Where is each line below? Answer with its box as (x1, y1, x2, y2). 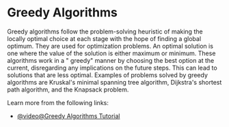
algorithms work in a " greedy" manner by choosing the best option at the (7, 56, 215, 64)
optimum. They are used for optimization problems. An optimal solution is (7, 42, 214, 50)
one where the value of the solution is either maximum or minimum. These (7, 49, 216, 57)
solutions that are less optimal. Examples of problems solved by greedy (7, 70, 208, 79)
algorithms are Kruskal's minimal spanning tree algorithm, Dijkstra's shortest (7, 78, 222, 86)
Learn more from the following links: (7, 98, 109, 107)
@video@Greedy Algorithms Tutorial (16, 111, 120, 120)
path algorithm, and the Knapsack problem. (7, 85, 129, 94)
